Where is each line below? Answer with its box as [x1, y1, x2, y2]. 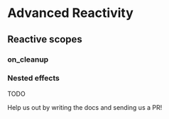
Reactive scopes [7, 33, 83, 45]
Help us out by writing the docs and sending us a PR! [7, 103, 163, 111]
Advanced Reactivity [7, 5, 133, 21]
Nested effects [7, 73, 60, 83]
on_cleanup [7, 55, 49, 64]
